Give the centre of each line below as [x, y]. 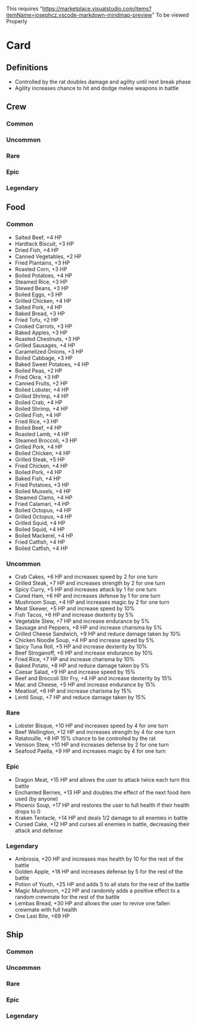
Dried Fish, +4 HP [37, 250]
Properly [17, 21]
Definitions [27, 67]
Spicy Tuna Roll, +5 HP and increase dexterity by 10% [81, 646]
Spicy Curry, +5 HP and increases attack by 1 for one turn [86, 589]
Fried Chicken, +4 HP [41, 466]
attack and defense [39, 830]
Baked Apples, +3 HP [41, 332]
